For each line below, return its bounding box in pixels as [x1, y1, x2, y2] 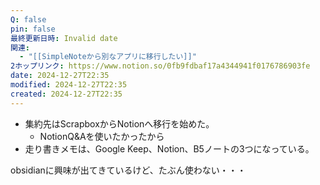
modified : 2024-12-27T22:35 [10, 80, 128, 90]
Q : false [10, 14, 47, 25]
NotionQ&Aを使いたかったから [39, 130, 165, 142]
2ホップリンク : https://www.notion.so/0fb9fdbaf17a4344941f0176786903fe [10, 61, 311, 71]
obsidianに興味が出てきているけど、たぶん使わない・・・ [10, 164, 247, 176]
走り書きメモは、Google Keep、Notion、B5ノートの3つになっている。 [24, 142, 315, 155]
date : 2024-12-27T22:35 [10, 71, 110, 81]
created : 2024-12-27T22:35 [10, 89, 123, 99]
